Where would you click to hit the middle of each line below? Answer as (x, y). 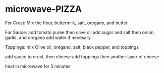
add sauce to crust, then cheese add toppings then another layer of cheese (82, 56)
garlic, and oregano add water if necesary (48, 37)
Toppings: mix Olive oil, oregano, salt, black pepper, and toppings (72, 47)
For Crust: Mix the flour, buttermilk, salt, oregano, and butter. (67, 23)
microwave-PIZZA (43, 9)
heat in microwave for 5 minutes (38, 66)
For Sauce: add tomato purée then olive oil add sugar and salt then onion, (80, 32)
